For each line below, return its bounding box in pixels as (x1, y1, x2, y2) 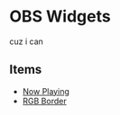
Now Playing (22, 85, 69, 96)
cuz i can (9, 36, 43, 47)
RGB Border (22, 95, 67, 106)
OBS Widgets (9, 6, 111, 27)
